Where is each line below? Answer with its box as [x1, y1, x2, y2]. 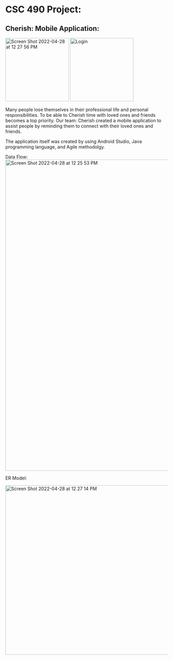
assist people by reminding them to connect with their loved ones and [5, 123, 153, 129]
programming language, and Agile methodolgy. [5, 144, 106, 150]
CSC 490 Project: [5, 4, 81, 15]
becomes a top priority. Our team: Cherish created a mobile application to [5, 117, 162, 123]
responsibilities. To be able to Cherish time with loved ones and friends [5, 112, 156, 118]
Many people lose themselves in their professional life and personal [5, 106, 149, 113]
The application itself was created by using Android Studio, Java [5, 138, 142, 145]
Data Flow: [5, 154, 28, 160]
